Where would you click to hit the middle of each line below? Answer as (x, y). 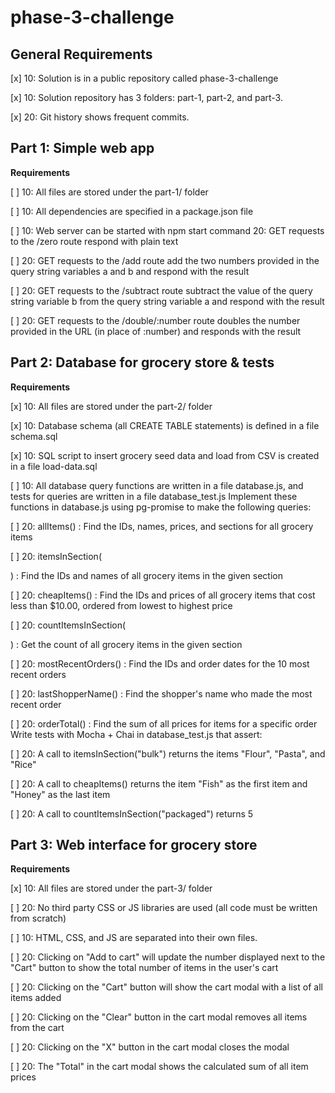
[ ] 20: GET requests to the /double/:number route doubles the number (155, 320)
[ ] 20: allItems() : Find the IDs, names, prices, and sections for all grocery (162, 526)
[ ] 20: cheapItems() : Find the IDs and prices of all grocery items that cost (163, 595)
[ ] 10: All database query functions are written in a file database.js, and (157, 485)
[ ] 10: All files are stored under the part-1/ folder (109, 192)
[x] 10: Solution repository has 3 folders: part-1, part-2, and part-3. (146, 97)
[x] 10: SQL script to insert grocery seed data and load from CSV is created (165, 455)
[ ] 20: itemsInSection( (56, 556)
